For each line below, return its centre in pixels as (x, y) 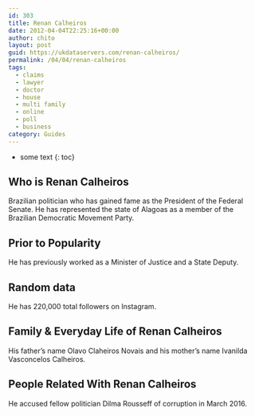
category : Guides (37, 134)
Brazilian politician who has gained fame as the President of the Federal (126, 201)
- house (28, 97)
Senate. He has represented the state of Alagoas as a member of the (121, 210)
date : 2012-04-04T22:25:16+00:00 (64, 30)
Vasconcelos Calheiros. (47, 359)
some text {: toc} (47, 157)
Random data (42, 287)
